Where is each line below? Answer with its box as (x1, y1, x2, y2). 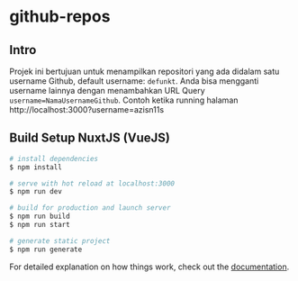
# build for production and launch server (9, 204, 171, 213)
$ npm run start (9, 221, 70, 230)
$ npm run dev (9, 187, 63, 196)
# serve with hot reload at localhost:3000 (9, 178, 176, 188)
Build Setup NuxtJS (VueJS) (9, 131, 171, 146)
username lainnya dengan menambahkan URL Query (9, 86, 205, 95)
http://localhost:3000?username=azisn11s (9, 104, 165, 114)
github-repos (9, 6, 111, 27)
